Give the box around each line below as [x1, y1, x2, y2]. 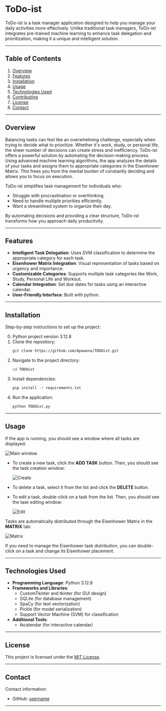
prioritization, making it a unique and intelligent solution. [5, 36, 120, 42]
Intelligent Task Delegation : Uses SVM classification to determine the [12, 250, 155, 256]
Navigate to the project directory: [12, 357, 80, 363]
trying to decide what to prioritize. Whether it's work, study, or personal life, [5, 142, 160, 148]
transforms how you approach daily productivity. [5, 218, 104, 223]
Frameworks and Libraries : [12, 585, 69, 591]
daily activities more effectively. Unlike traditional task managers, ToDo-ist [5, 25, 156, 31]
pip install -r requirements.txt [12, 385, 82, 390]
